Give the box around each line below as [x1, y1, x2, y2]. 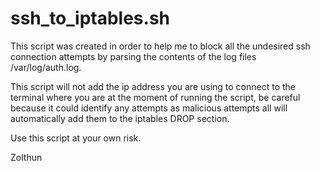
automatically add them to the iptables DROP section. [10, 112, 230, 124]
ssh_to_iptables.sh [10, 7, 170, 30]
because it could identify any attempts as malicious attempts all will [10, 102, 288, 114]
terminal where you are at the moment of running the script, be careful [10, 91, 301, 103]
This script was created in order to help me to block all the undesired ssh [10, 40, 311, 52]
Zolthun [10, 151, 43, 163]
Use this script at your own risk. [10, 132, 142, 144]
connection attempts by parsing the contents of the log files [10, 50, 257, 62]
